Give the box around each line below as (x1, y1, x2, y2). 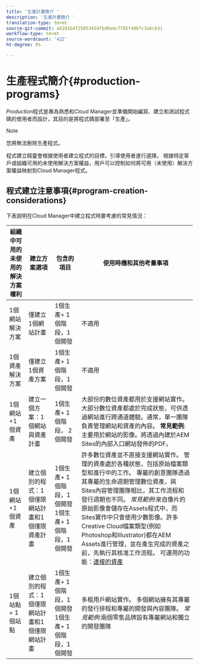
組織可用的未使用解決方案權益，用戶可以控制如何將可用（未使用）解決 (16, 159, 188, 166)
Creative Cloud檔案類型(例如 (81, 522, 161, 530)
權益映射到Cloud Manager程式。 (11, 167, 91, 174)
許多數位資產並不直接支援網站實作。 (81, 451, 182, 459)
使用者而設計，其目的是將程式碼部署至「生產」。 (16, 115, 133, 122)
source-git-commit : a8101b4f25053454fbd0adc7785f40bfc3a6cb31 (6, 25, 163, 31)
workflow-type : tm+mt (6, 31, 60, 37)
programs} (6, 87, 60, 101)
